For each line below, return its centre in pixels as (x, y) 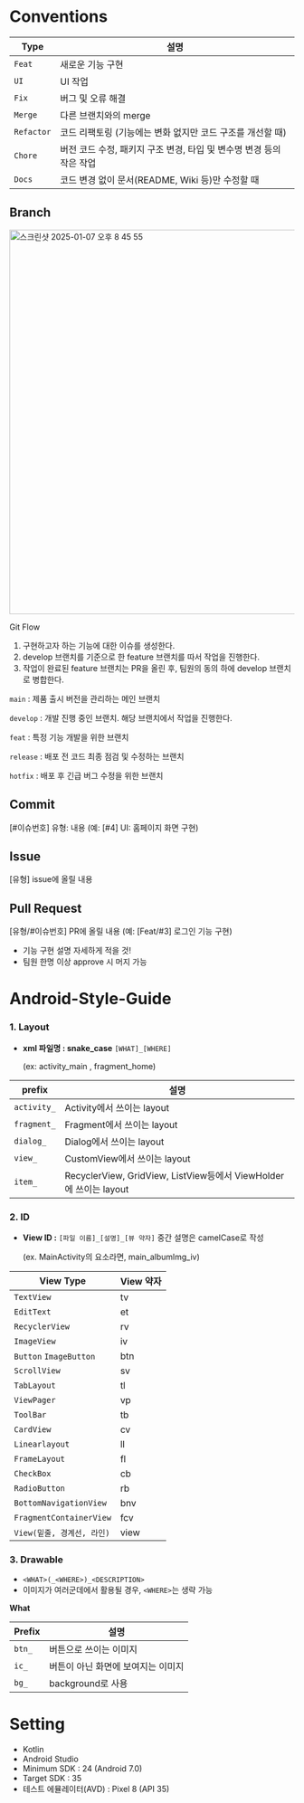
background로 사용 (89, 1684)
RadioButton (40, 1488)
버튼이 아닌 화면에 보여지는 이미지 (117, 1666)
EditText (33, 1312)
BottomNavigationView (60, 1503)
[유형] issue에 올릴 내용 (51, 879)
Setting (37, 1724)
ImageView (35, 1341)
